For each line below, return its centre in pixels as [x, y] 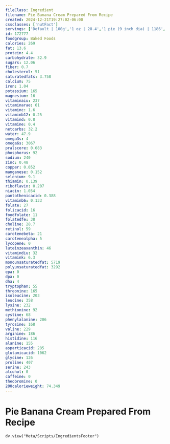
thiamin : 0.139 [21, 182]
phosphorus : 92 [21, 153]
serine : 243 [18, 367]
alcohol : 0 [17, 372]
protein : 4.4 [19, 53]
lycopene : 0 [18, 243]
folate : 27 [17, 205]
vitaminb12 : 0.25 [24, 115]
